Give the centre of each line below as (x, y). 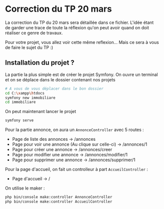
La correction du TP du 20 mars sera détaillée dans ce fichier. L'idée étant (79, 22)
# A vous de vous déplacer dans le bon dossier (54, 89)
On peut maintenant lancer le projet (41, 112)
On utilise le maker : (25, 188)
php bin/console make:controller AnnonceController (59, 197)
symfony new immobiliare (30, 98)
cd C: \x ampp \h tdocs (25, 93)
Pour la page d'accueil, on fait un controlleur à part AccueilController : (77, 170)
